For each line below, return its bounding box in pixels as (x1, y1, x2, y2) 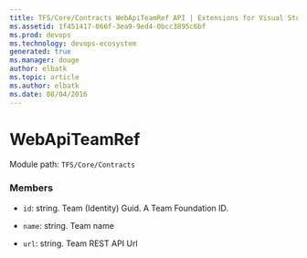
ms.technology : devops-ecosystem (9, 38, 137, 48)
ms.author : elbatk (9, 81, 79, 90)
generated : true (9, 47, 71, 57)
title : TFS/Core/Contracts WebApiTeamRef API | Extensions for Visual (9, 13, 284, 23)
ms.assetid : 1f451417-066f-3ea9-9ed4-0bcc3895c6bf (9, 22, 206, 31)
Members (9, 181, 53, 194)
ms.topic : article (9, 73, 79, 82)
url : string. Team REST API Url (22, 238, 139, 249)
